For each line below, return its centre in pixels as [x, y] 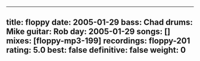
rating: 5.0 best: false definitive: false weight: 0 [96, 50]
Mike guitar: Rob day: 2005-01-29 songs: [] [88, 32]
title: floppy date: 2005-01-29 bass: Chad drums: [100, 22]
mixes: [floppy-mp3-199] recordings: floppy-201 [98, 41]
